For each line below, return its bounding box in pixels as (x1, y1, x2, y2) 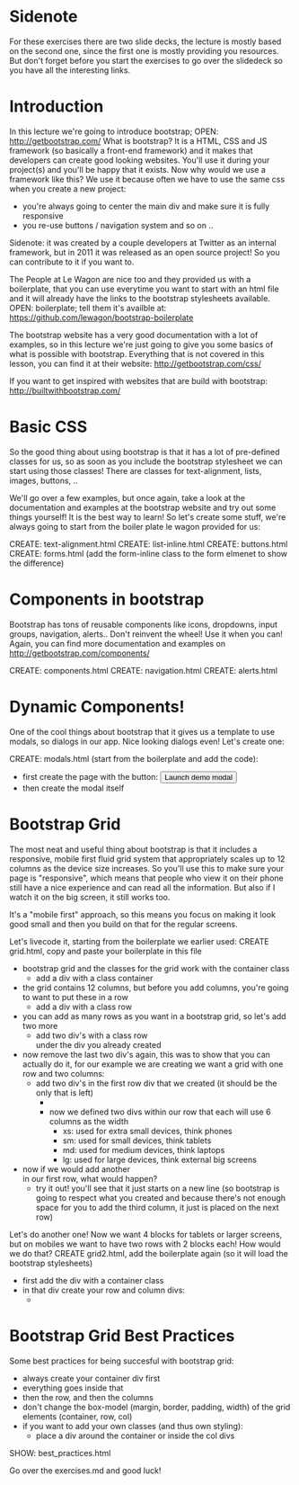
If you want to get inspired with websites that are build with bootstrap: (9, 375, 268, 386)
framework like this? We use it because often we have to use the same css (9, 174, 286, 184)
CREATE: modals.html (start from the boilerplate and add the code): (9, 753, 259, 764)
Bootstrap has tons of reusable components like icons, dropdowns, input (9, 619, 278, 630)
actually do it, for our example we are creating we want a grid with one (22, 1059, 284, 1069)
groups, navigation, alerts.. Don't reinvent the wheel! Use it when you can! (9, 628, 283, 640)
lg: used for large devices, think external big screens (62, 1154, 258, 1165)
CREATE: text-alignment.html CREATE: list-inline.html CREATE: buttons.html (9, 538, 288, 550)
